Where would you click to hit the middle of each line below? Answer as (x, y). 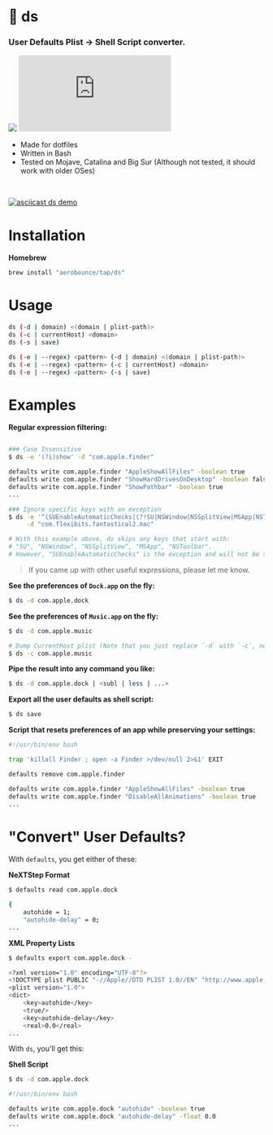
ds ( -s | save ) (34, 342)
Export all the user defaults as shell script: (81, 699)
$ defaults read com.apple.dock (63, 890)
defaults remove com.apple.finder (67, 774)
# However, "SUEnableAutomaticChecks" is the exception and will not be (134, 554)
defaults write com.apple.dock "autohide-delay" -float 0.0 (113, 1117)
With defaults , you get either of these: (73, 860)
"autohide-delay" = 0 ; (61, 920)
